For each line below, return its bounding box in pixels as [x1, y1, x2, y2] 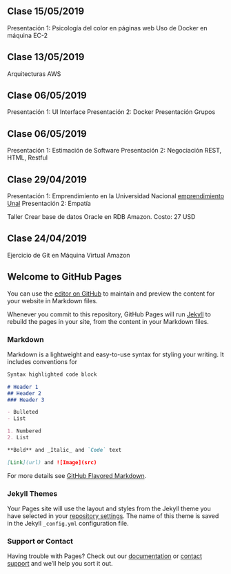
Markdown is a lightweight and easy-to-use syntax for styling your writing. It [7, 350, 224, 358]
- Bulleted [7, 409, 39, 416]
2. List [7, 434, 30, 441]
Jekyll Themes [7, 488, 58, 498]
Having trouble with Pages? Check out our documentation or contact [7, 552, 202, 560]
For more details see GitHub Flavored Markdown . [7, 471, 147, 479]
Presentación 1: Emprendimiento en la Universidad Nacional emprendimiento [7, 192, 225, 200]
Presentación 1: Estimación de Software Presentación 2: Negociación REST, [7, 146, 222, 155]
